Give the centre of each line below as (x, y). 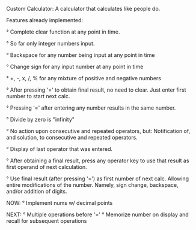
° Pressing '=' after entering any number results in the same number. (91, 108)
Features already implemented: (44, 20)
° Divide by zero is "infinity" (41, 119)
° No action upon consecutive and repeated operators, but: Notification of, (98, 131)
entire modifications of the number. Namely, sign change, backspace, (92, 185)
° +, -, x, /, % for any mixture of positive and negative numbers (84, 78)
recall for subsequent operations (47, 221)
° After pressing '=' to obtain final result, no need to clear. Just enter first (96, 90)
